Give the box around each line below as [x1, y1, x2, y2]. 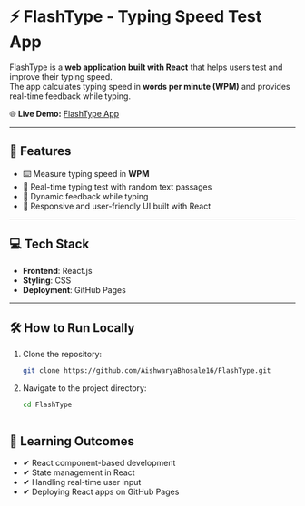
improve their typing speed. [9, 71, 113, 82]
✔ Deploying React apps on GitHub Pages [22, 486, 180, 497]
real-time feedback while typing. [9, 91, 132, 102]
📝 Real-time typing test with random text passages [22, 181, 212, 192]
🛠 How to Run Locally [9, 320, 135, 336]
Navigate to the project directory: [22, 383, 147, 394]
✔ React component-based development [22, 457, 176, 468]
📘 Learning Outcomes [9, 433, 134, 449]
